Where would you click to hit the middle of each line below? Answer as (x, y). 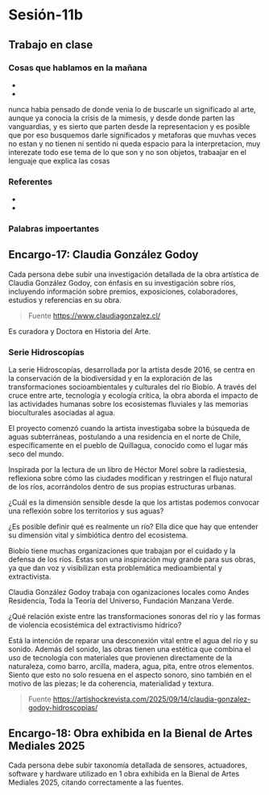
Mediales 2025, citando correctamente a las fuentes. (96, 782)
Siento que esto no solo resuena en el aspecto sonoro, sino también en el (130, 675)
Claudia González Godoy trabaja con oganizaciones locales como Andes (129, 592)
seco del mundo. (36, 454)
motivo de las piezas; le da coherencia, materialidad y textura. (111, 684)
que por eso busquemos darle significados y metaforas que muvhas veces (132, 135)
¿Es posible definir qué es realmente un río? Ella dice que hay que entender (133, 527)
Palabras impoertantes (54, 229)
